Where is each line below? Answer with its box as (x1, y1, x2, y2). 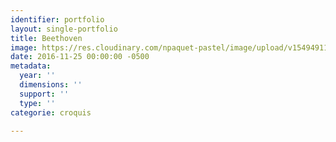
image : (10, 42, 38, 53)
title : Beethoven (10, 33, 83, 43)
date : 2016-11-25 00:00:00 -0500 (10, 52, 150, 62)
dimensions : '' (19, 80, 83, 90)
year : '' (19, 71, 56, 81)
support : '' (19, 89, 70, 99)
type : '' (19, 98, 56, 108)
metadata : (10, 61, 52, 71)
